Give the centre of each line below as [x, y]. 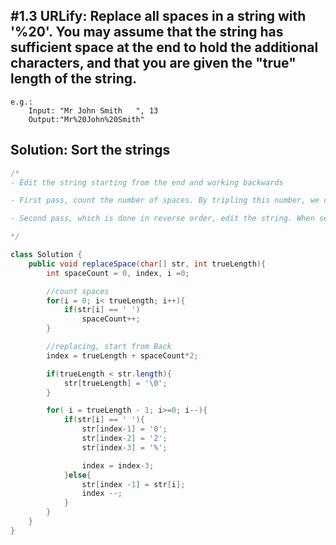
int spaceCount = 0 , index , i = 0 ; [118, 273]
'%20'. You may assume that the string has [147, 32]
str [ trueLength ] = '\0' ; [115, 383]
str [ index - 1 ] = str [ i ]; [133, 484]
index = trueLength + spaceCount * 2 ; [122, 355]
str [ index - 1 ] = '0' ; [124, 429]
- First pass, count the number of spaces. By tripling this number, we [165, 200]
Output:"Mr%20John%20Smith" [86, 119]
